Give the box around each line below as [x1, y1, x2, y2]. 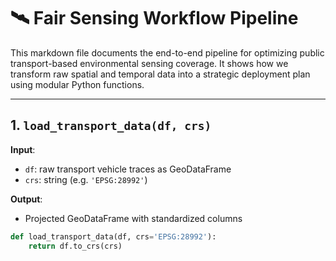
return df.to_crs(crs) [28, 241, 123, 251]
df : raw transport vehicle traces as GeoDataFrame [24, 163, 232, 175]
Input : [10, 143, 36, 155]
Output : [10, 193, 43, 205]
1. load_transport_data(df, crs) [10, 117, 212, 134]
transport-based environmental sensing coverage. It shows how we [10, 57, 289, 69]
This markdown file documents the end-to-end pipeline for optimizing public [10, 46, 325, 59]
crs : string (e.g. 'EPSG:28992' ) [24, 173, 148, 185]
